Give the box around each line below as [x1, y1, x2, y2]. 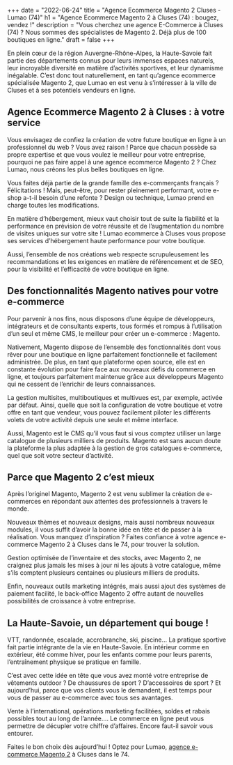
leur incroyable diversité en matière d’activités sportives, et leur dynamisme [7, 64, 224, 72]
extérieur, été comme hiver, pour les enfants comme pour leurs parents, [7, 651, 213, 659]
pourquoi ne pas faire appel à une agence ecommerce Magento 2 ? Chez [7, 157, 217, 166]
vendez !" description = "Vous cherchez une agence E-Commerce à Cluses [7, 21, 224, 29]
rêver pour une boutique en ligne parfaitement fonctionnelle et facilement [7, 350, 218, 358]
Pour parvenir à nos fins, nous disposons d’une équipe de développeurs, [7, 314, 216, 323]
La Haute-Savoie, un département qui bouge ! [7, 617, 209, 629]
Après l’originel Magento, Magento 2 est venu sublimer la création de [7, 490, 205, 498]
